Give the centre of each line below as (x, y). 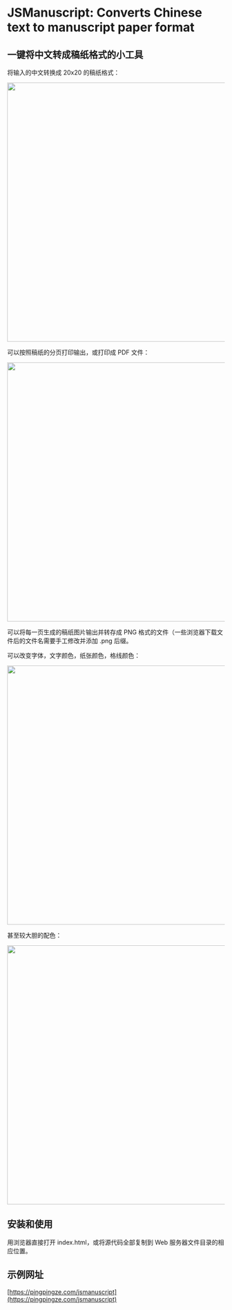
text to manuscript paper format (101, 27)
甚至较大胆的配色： (35, 935)
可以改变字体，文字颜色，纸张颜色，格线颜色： (74, 655)
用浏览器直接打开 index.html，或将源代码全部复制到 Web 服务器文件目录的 (113, 1242)
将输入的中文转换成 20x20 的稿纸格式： (64, 73)
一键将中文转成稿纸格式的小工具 (75, 54)
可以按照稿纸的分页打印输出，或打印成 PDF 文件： (78, 352)
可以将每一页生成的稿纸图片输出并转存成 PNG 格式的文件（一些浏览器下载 (112, 632)
